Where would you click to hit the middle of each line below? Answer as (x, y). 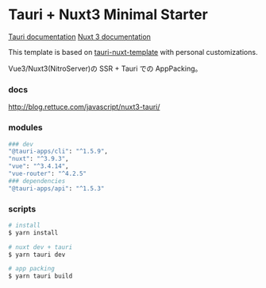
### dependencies (37, 181)
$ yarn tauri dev (37, 255)
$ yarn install (33, 232)
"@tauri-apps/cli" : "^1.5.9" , (58, 152)
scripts (22, 208)
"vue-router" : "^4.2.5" (48, 174)
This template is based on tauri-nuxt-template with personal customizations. (133, 52)
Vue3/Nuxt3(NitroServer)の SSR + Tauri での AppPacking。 (105, 68)
